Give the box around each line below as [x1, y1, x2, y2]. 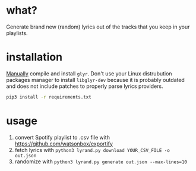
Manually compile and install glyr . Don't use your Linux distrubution [6, 69, 172, 77]
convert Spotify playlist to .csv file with [14, 134, 110, 141]
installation [6, 50, 63, 64]
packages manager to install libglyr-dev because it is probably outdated [6, 76, 185, 83]
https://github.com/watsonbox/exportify [14, 140, 113, 147]
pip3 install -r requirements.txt [6, 94, 92, 100]
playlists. [6, 29, 28, 36]
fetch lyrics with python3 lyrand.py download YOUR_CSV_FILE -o [14, 146, 170, 153]
